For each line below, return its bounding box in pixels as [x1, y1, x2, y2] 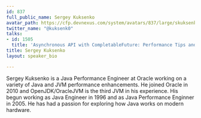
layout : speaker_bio [6, 53, 58, 59]
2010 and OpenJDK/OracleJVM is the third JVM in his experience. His [6, 87, 178, 94]
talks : [6, 31, 23, 37]
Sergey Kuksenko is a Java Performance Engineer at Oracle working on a [6, 74, 187, 82]
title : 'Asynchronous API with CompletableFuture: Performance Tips [11, 42, 186, 48]
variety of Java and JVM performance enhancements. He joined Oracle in [6, 81, 188, 88]
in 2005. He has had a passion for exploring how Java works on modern [6, 100, 184, 107]
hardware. [6, 106, 32, 113]
